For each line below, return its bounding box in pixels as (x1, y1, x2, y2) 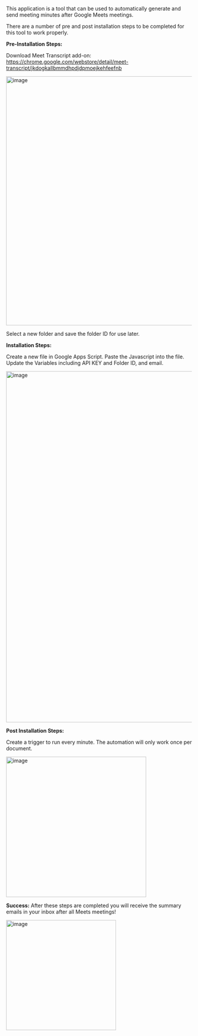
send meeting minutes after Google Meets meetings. (6, 11, 134, 18)
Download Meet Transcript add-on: (6, 52, 91, 59)
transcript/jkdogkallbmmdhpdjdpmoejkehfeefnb (6, 64, 122, 72)
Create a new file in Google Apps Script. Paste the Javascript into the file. (6, 353, 184, 360)
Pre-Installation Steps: (6, 41, 63, 47)
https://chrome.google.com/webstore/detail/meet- (6, 59, 128, 65)
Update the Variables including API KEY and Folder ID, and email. (6, 360, 164, 366)
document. (6, 745, 32, 752)
